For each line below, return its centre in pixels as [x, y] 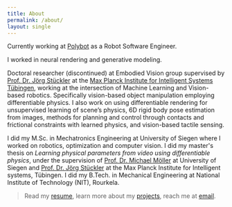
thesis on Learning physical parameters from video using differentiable [109, 153]
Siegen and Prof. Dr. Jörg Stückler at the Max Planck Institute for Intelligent [114, 168]
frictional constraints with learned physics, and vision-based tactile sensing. [116, 125]
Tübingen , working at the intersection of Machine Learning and [97, 88]
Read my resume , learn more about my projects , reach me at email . [120, 196]
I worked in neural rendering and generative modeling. [85, 60]
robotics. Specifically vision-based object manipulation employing [121, 95]
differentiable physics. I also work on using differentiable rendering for [107, 103]
